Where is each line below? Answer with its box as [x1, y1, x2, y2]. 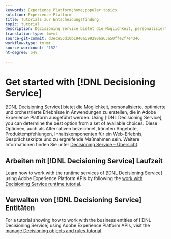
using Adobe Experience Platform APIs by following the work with [5, 175, 143, 182]
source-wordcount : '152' [5, 45, 58, 50]
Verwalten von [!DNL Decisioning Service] [5, 195, 141, 204]
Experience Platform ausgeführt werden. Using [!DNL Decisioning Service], [5, 115, 163, 121]
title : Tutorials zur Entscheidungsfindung [5, 17, 99, 22]
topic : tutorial [5, 21, 40, 27]
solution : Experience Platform [5, 12, 72, 17]
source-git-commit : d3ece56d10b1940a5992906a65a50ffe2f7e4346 [5, 36, 140, 41]
